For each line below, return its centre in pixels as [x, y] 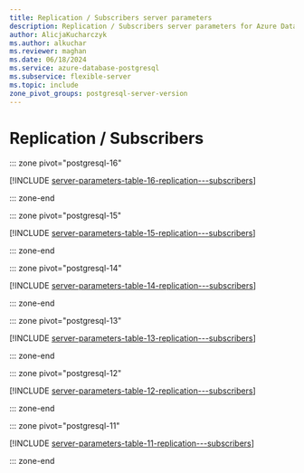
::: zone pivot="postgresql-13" [66, 321]
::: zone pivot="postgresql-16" [66, 163]
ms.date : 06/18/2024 [48, 60]
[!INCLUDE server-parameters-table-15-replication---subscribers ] [133, 233]
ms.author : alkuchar [48, 43]
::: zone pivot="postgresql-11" [65, 426]
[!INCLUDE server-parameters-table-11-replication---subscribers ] [132, 443]
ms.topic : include [44, 85]
